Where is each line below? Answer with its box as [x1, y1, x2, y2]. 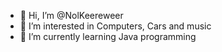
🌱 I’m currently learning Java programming [19, 31, 197, 42]
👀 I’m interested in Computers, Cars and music [19, 20, 212, 32]
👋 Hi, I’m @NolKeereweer [19, 10, 124, 21]
